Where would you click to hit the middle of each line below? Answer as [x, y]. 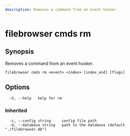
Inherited [16, 111]
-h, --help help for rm [36, 98]
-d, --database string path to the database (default [67, 125]
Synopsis [19, 52]
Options [18, 87]
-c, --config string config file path [53, 121]
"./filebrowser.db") [26, 129]
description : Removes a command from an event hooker [61, 10]
